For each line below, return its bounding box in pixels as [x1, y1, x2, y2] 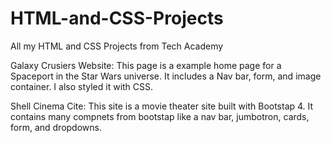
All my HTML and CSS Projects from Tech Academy [10, 40, 224, 52]
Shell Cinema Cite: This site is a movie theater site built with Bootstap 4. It [10, 100, 314, 112]
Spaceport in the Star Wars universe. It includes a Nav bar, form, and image [10, 70, 322, 82]
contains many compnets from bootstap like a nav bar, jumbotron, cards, [10, 110, 310, 122]
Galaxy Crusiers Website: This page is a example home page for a [10, 59, 282, 71]
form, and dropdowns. [10, 121, 102, 133]
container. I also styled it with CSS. [10, 80, 154, 92]
